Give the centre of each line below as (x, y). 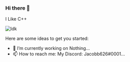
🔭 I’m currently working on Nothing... (51, 48)
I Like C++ (16, 19)
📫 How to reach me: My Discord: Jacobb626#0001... (69, 54)
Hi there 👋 (18, 8)
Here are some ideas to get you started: (47, 39)
